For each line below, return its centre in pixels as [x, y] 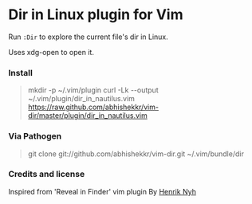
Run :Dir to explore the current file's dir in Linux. [89, 37]
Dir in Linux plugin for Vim [96, 15]
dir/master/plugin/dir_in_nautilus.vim [87, 116]
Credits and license [47, 175]
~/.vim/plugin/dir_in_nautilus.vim [81, 99]
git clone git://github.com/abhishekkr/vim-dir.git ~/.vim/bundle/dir [136, 154]
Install [21, 73]
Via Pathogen [35, 136]
